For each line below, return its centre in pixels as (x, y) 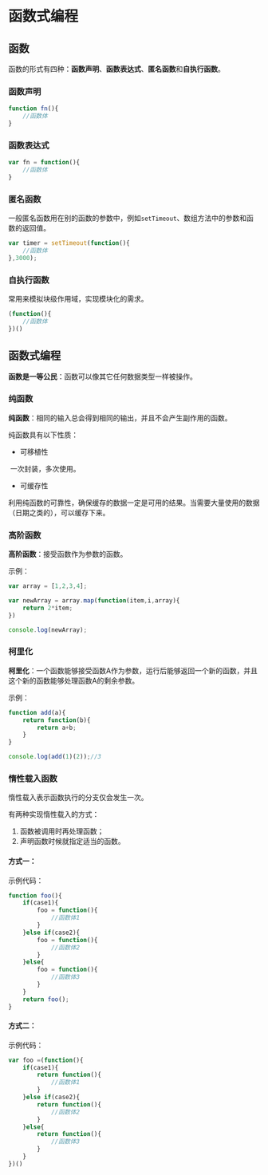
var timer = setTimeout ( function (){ (69, 243)
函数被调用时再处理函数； (62, 831)
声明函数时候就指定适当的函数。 (72, 842)
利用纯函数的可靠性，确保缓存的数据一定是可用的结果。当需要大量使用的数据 (134, 503)
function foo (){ (35, 895)
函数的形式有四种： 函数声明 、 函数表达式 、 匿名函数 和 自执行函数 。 (116, 69)
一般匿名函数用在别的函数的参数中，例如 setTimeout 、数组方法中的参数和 (128, 218)
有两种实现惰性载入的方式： (54, 814)
